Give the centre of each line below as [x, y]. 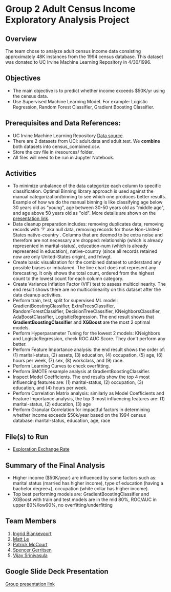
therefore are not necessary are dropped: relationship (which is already [88, 240]
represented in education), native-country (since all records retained [85, 251]
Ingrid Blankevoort [32, 533]
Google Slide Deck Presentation [57, 572]
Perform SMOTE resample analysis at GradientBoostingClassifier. [81, 372]
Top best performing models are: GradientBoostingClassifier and [81, 494]
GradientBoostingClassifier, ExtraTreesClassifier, [64, 306]
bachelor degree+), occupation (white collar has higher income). [81, 489]
